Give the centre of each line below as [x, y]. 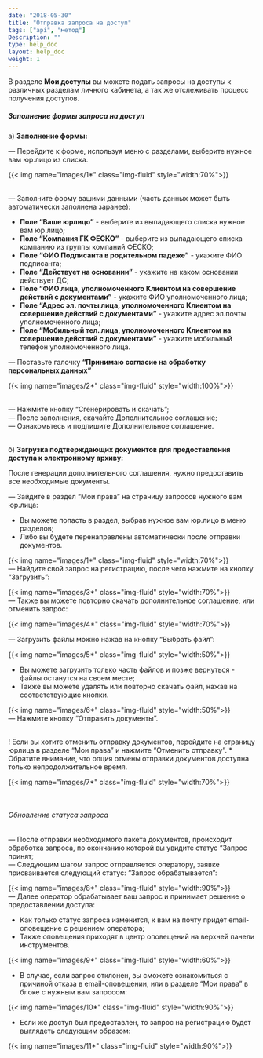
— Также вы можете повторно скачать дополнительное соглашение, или [131, 600]
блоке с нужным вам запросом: [73, 992]
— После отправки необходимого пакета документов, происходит [120, 840]
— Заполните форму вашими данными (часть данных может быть [119, 198]
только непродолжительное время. [68, 767]
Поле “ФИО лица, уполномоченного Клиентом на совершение [128, 288]
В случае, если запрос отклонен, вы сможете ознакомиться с [124, 976]
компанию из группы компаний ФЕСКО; [87, 246]
